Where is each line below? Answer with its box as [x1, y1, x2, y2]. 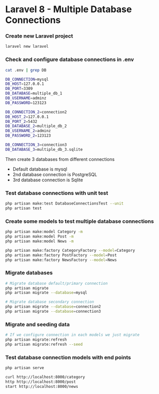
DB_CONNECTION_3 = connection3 [5, 142, 67, 148]
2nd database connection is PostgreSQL [12, 171, 98, 177]
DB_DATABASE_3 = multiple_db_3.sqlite [5, 147, 83, 152]
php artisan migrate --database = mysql [5, 290, 87, 295]
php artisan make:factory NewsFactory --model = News [5, 257, 117, 262]
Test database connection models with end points [5, 354, 131, 361]
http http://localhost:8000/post [5, 379, 76, 384]
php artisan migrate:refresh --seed [5, 342, 83, 347]
